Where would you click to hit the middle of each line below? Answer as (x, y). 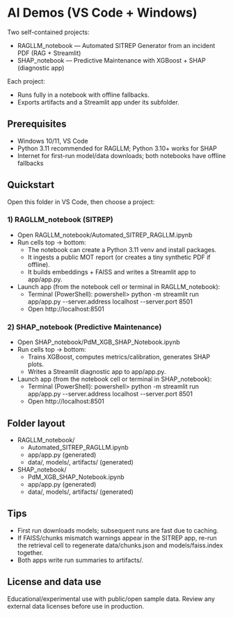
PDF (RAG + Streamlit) (49, 53)
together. (30, 552)
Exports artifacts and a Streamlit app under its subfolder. (98, 102)
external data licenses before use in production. (76, 606)
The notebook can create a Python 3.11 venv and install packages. (122, 249)
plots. (35, 364)
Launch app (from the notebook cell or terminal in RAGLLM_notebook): (119, 286)
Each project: (26, 81)
